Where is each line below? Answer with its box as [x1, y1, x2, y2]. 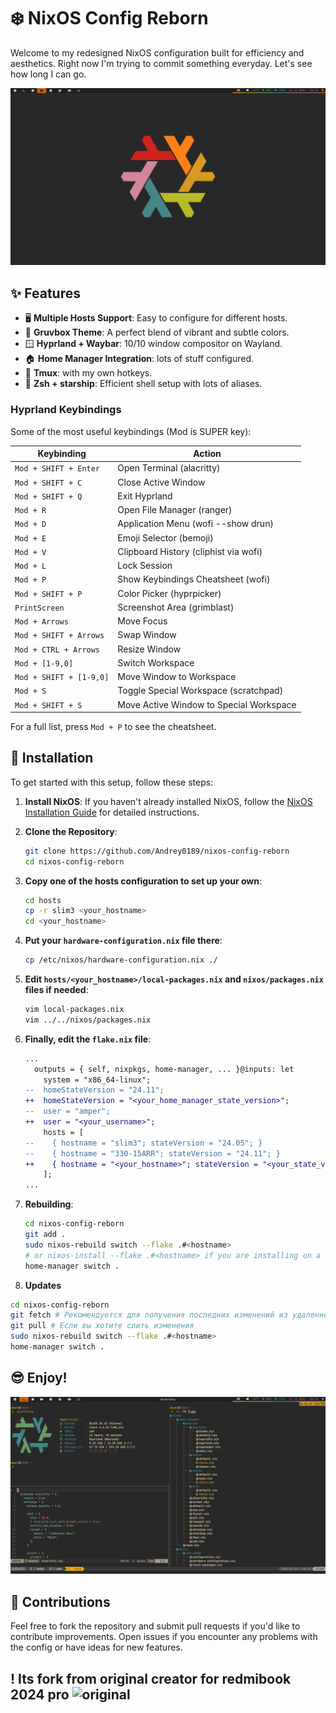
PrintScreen [14, 603, 65, 613]
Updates [24, 1279, 62, 1291]
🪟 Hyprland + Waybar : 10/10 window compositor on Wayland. [24, 338, 283, 350]
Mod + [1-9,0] [14, 658, 74, 669]
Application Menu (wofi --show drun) [117, 518, 274, 530]
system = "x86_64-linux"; [43, 1075, 152, 1085]
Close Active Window [117, 476, 206, 488]
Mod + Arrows [14, 617, 69, 627]
